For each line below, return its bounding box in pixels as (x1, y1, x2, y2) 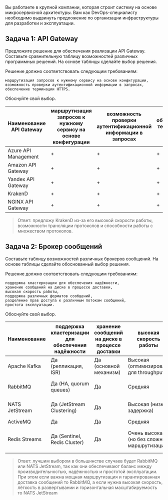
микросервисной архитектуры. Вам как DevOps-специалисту (5, 9, 137, 15)
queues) (50, 386, 70, 393)
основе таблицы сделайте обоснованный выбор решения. (5, 261, 130, 267)
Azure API (7, 147, 31, 154)
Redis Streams (7, 435, 41, 442)
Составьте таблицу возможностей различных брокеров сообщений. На (5, 255, 158, 261)
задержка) (127, 407, 154, 414)
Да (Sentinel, (50, 432, 81, 439)
